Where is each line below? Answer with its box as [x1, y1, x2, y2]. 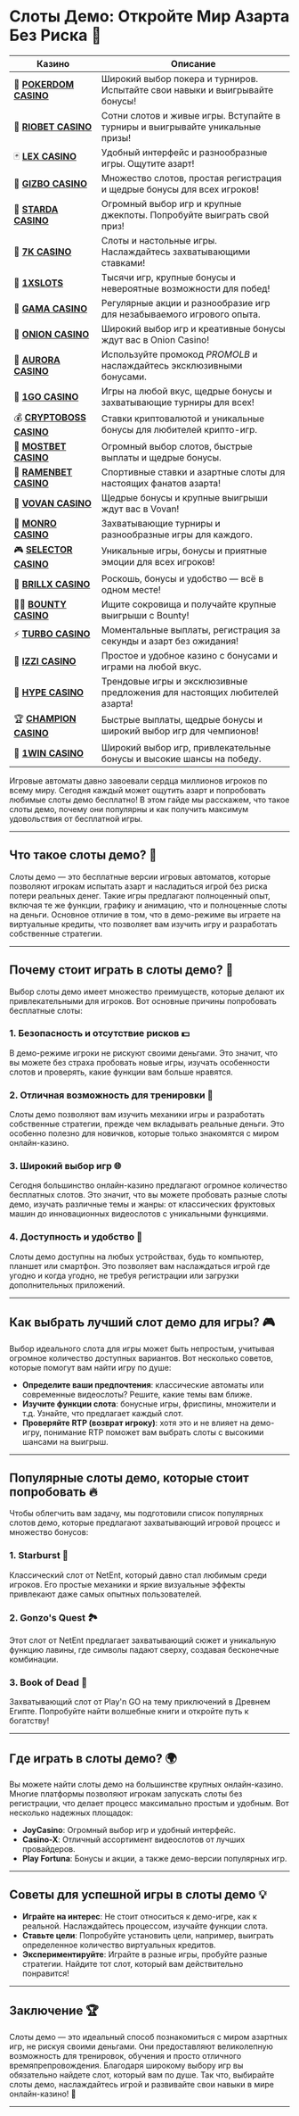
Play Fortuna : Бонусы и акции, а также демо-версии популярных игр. [21, 1854, 287, 1864]
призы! [101, 131, 132, 144]
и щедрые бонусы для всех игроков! [101, 183, 260, 195]
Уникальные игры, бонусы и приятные [101, 544, 267, 557]
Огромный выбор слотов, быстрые [101, 440, 254, 452]
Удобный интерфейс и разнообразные [101, 145, 268, 158]
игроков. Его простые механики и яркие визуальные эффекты [9, 1579, 246, 1589]
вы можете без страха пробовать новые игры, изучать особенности [9, 1057, 270, 1067]
